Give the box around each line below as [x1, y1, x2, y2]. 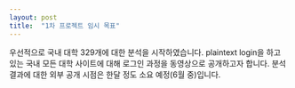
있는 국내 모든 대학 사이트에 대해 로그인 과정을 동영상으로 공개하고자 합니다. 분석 [9, 58, 287, 68]
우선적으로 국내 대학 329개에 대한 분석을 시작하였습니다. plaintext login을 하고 [9, 46, 282, 58]
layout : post [9, 12, 58, 22]
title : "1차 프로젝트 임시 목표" [9, 21, 120, 30]
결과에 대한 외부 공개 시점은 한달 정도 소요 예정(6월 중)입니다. [9, 68, 221, 80]
